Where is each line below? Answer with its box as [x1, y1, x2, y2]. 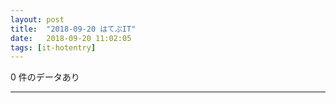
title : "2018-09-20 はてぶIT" [10, 24, 137, 34]
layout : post [10, 14, 65, 25]
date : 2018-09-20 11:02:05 [10, 33, 132, 43]
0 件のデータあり [10, 71, 80, 83]
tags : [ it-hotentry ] [10, 42, 97, 53]
